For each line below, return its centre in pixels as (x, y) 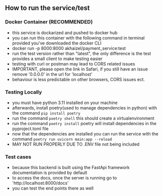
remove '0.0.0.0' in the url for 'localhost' (52, 74)
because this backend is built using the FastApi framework (71, 168)
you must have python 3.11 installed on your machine (65, 103)
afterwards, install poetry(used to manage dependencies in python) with (84, 108)
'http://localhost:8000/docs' (40, 183)
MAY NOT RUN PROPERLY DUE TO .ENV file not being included (76, 144)
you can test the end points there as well (53, 188)
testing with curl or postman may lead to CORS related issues (73, 64)
